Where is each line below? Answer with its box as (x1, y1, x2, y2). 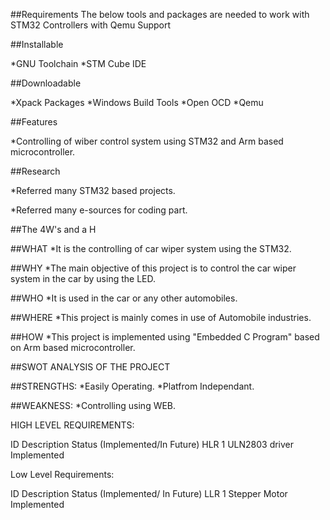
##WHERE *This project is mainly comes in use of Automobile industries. (10, 312, 312, 323)
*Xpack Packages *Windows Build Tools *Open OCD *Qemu (10, 97, 264, 108)
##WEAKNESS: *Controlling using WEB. (10, 400, 177, 411)
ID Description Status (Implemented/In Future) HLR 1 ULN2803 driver (10, 439, 295, 450)
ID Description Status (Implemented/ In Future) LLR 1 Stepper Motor (10, 488, 288, 499)
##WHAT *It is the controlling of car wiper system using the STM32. (10, 243, 292, 254)
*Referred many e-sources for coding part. (10, 204, 188, 216)
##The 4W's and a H (10, 224, 97, 235)
